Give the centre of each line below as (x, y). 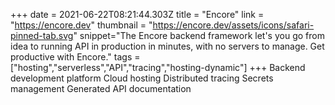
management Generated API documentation (101, 88)
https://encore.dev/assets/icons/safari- (233, 25)
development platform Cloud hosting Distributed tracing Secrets (142, 78)
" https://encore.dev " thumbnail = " (81, 25)
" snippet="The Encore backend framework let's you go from (199, 35)
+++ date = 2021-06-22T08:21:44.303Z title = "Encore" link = (137, 14)
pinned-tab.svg (42, 35)
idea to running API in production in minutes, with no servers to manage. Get (167, 46)
